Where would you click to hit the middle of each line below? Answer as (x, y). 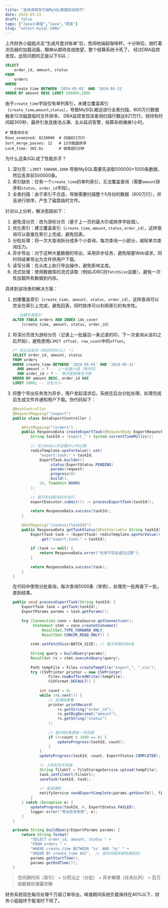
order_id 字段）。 (56, 188)
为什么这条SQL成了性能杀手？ (36, 159)
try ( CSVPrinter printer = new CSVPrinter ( (76, 672)
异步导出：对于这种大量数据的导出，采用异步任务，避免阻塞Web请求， (85, 253)
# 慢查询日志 (17, 133)
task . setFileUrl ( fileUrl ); (67, 774)
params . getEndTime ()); (54, 863)
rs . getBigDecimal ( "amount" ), (88, 714)
